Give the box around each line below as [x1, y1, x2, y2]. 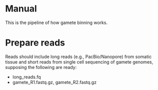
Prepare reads [5, 37, 65, 48]
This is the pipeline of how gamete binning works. [5, 19, 108, 25]
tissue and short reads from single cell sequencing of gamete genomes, [5, 58, 153, 65]
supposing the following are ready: [5, 64, 77, 70]
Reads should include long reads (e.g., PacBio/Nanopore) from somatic [5, 53, 152, 59]
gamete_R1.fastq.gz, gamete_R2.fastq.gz [12, 79, 96, 85]
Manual [5, 3, 37, 14]
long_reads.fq [12, 73, 41, 80]
